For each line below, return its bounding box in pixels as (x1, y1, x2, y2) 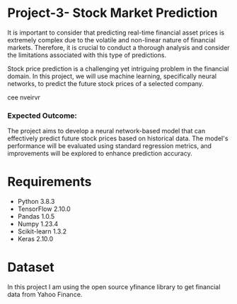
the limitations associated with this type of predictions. (7, 51, 167, 59)
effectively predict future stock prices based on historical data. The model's (7, 134, 229, 142)
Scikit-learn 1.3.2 (17, 227, 67, 236)
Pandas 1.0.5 (17, 212, 55, 221)
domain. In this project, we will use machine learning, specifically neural (7, 72, 217, 80)
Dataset (7, 260, 54, 276)
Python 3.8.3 (17, 197, 55, 206)
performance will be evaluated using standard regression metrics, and (7, 142, 212, 150)
